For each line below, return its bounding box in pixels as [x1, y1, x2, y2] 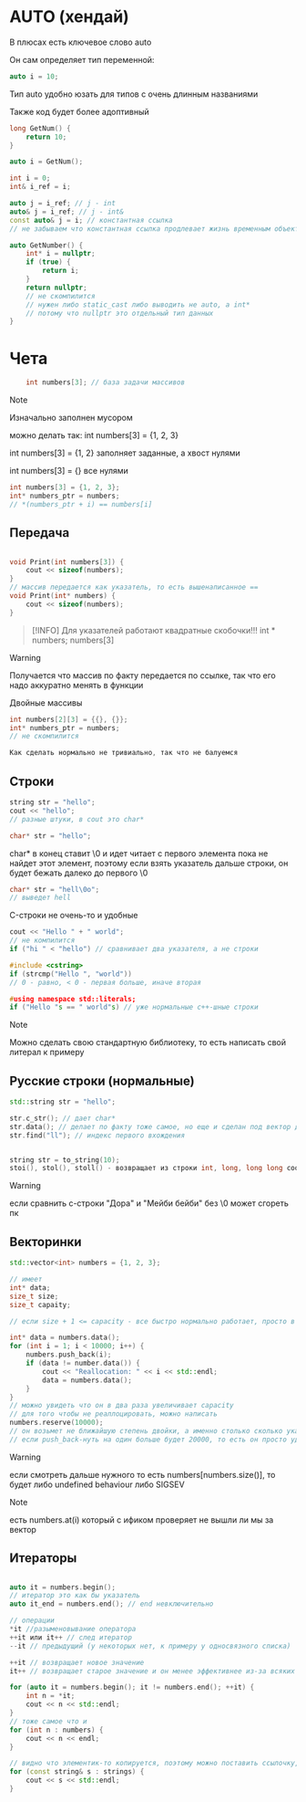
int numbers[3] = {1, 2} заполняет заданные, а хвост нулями [9, 447, 241, 458]
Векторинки [9, 1234, 82, 1250]
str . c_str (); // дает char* [9, 1114, 117, 1123]
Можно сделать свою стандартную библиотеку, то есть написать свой [9, 1037, 287, 1048]
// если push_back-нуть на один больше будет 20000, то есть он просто [9, 1435, 287, 1444]
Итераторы [9, 1550, 77, 1566]
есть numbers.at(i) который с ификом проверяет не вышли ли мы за [9, 1514, 274, 1525]
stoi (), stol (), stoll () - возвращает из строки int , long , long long [9, 1164, 283, 1173]
